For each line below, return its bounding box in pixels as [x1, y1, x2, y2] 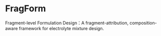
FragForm [5, 3, 46, 14]
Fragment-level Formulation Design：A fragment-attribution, [5, 20, 129, 26]
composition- [129, 20, 157, 26]
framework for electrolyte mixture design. [19, 25, 104, 31]
